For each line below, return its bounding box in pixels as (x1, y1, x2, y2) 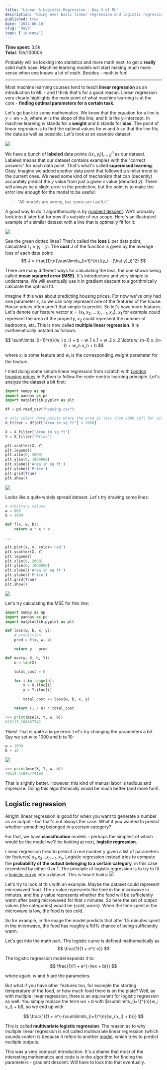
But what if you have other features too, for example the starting (5, 982, 137, 988)
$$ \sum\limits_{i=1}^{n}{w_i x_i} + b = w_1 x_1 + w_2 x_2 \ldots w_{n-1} (5, 337, 150, 343)
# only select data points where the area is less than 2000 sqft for (5, 416, 155, 421)
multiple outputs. (5, 1039, 40, 1045)
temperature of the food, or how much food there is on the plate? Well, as (5, 988, 156, 994)
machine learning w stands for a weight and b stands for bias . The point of (5, 120, 159, 126)
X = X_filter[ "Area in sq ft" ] (5, 429, 70, 435)
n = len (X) (14, 660, 37, 665)
